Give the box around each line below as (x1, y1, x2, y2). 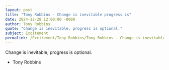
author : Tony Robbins (5, 21, 51, 27)
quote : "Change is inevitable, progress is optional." (5, 26, 123, 31)
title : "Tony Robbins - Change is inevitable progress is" (5, 12, 132, 17)
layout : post (5, 7, 33, 13)
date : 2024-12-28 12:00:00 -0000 (5, 17, 75, 22)
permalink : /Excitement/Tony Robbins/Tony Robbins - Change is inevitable (5, 36, 165, 41)
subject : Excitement (5, 31, 49, 36)
